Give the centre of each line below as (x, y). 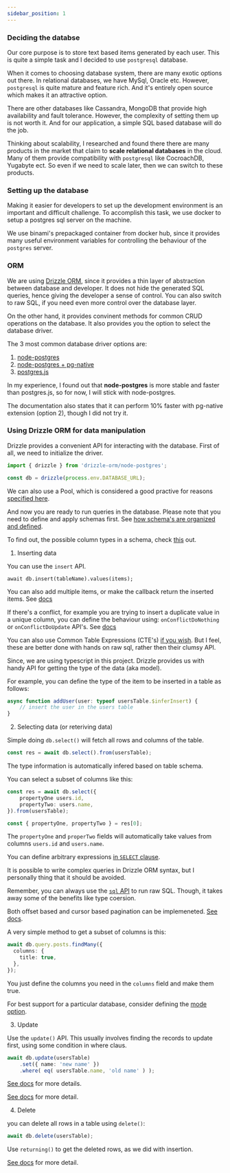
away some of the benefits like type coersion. (71, 898)
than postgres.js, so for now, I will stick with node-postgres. (92, 392)
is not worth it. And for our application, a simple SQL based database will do (114, 123)
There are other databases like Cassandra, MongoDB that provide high (107, 108)
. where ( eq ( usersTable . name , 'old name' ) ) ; (87, 1071)
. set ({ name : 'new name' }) (59, 1064)
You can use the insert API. (47, 566)
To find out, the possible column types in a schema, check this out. (102, 539)
